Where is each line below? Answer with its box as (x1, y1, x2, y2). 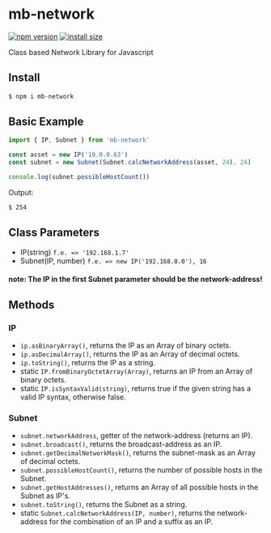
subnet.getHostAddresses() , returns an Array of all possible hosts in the (19, 483, 259, 492)
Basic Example (8, 115, 84, 129)
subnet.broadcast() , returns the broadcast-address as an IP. (19, 439, 222, 450)
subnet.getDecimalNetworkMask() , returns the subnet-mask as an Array (19, 448, 256, 458)
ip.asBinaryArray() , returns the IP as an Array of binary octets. (19, 340, 232, 350)
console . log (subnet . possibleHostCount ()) (8, 173, 150, 181)
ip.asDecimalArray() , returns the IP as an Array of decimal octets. (19, 349, 240, 359)
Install (8, 70, 40, 85)
